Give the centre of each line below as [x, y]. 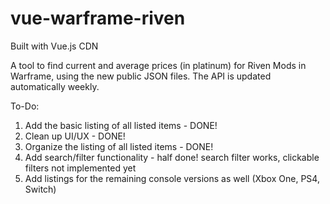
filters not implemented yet [80, 168]
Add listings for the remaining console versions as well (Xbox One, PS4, [172, 178]
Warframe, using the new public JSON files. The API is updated [141, 76]
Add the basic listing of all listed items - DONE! [121, 125]
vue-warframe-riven [98, 18]
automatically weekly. [55, 86]
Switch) [40, 189]
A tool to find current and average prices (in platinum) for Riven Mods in [158, 65]
